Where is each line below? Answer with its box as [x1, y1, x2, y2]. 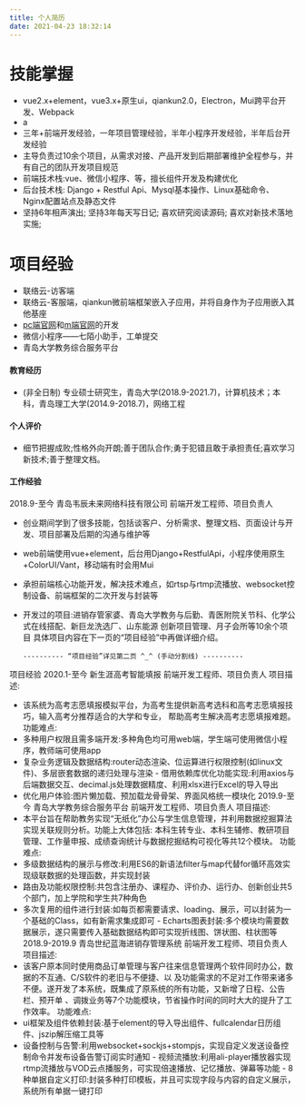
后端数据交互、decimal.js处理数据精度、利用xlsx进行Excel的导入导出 [22, 778, 279, 790]
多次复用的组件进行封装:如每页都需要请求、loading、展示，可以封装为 [22, 903, 284, 914]
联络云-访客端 [22, 285, 75, 296]
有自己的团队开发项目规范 [22, 162, 119, 173]
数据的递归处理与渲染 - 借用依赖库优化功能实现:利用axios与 [73, 767, 295, 778]
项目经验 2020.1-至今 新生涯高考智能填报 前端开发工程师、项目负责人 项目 [9, 668, 286, 679]
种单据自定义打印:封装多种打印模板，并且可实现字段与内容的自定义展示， [22, 1073, 296, 1085]
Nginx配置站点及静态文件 [22, 196, 117, 207]
